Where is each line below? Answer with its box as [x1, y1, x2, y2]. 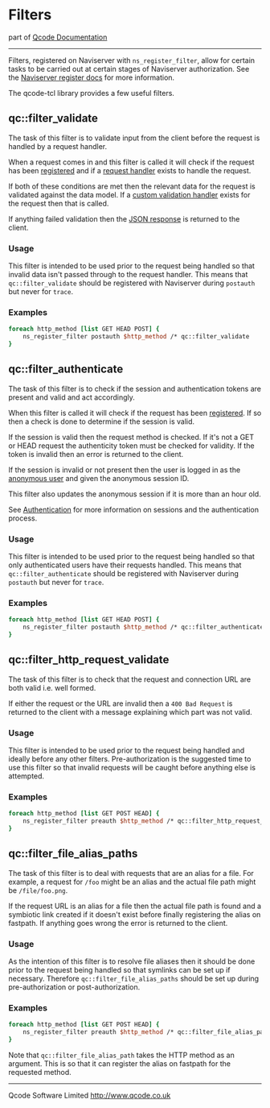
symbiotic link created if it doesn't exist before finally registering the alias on [8, 909, 261, 919]
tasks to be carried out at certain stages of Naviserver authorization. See [8, 64, 250, 73]
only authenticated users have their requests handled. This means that [8, 560, 242, 570]
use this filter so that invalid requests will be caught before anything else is [8, 763, 256, 773]
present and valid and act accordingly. [8, 392, 135, 402]
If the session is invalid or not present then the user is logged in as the [8, 465, 241, 475]
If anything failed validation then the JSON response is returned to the [8, 214, 240, 223]
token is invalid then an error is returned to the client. [8, 449, 184, 459]
